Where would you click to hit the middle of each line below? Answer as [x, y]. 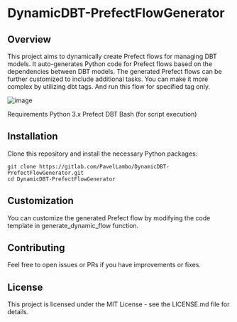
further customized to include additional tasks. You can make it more [108, 79]
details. [18, 312]
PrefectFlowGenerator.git [45, 173]
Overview [29, 39]
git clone [22, 166]
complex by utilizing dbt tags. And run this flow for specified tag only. [109, 86]
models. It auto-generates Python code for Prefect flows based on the [110, 64]
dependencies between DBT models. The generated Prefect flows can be [115, 71]
